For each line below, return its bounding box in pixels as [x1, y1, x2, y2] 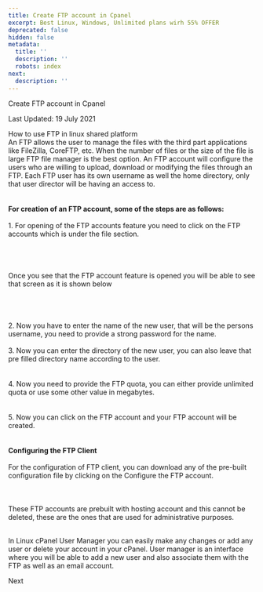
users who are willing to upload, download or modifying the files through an [8, 162, 253, 172]
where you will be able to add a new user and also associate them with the [8, 552, 249, 561]
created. [8, 420, 35, 430]
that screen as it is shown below [8, 279, 112, 289]
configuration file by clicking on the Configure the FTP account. [8, 470, 214, 480]
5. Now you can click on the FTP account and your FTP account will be [8, 412, 237, 422]
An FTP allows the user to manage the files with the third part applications [8, 137, 247, 147]
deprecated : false [8, 26, 68, 34]
